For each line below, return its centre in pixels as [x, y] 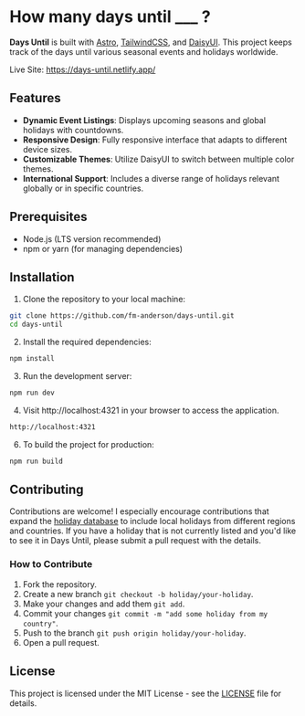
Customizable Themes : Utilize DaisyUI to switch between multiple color [158, 159]
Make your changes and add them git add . [104, 604]
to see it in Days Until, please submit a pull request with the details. [136, 541]
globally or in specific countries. [83, 188]
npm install [32, 359]
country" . [41, 623]
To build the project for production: [89, 444]
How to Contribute [51, 564]
